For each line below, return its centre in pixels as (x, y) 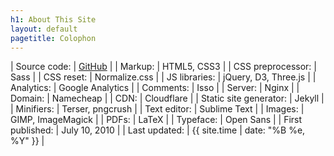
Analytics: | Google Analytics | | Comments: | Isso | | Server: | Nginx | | (155, 88)
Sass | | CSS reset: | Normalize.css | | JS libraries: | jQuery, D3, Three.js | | (163, 77)
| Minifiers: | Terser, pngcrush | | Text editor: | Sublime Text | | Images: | (157, 109)
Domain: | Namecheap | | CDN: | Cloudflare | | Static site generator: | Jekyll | (167, 98)
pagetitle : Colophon (53, 38)
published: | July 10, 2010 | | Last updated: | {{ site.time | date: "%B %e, (158, 130)
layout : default (44, 29)
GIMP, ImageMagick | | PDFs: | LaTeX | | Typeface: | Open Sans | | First (156, 120)
